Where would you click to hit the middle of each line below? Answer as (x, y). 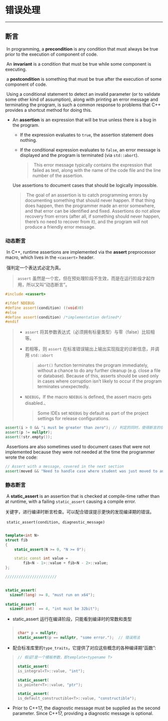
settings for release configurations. (73, 419)
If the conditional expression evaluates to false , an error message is (90, 150)
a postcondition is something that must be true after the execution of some (84, 79)
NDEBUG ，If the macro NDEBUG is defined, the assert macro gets (88, 397)
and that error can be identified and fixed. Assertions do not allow (92, 211)
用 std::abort (39, 355)
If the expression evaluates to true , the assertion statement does (86, 135)
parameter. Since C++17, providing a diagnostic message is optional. (83, 713)
